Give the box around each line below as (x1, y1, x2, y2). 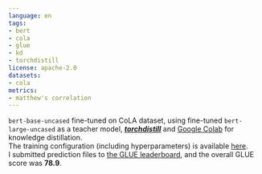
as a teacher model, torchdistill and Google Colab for (57, 124, 235, 134)
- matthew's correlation (8, 94, 92, 102)
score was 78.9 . (8, 158, 62, 168)
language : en (8, 11, 52, 20)
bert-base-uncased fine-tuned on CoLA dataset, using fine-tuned (8, 115, 223, 125)
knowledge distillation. (8, 133, 83, 143)
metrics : (8, 86, 38, 95)
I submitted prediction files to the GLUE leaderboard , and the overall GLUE (8, 150, 255, 160)
